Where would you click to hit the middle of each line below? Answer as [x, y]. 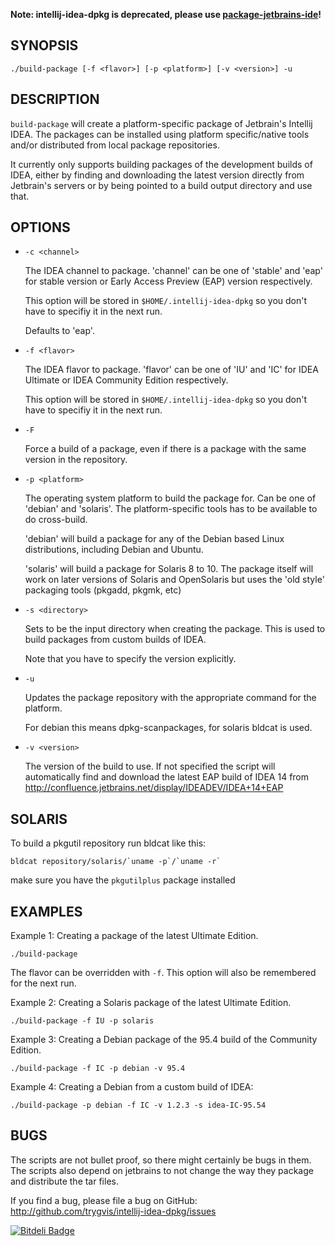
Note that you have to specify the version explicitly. [130, 659]
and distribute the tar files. [64, 1181]
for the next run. [43, 983]
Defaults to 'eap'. [59, 331]
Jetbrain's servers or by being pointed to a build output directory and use [161, 185]
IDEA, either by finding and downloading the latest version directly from [157, 175]
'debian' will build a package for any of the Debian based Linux [154, 539]
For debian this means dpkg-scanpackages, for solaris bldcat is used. [168, 728]
